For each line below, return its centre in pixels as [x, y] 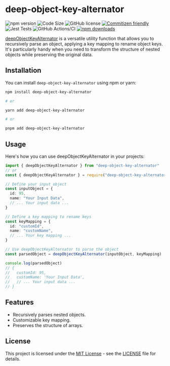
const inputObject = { [29, 189]
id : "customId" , [27, 226]
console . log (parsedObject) [34, 263]
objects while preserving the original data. [49, 55]
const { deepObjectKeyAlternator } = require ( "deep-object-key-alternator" [87, 175]
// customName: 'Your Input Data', [45, 277]
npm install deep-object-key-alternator [49, 92]
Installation [23, 71]
